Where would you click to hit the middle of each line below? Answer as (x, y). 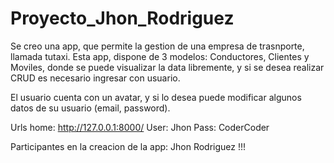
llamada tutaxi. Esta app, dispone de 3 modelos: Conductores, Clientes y (160, 56)
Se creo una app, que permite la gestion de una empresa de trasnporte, (157, 46)
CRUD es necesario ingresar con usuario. (95, 78)
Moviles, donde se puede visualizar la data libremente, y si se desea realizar (167, 67)
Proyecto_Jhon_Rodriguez (122, 18)
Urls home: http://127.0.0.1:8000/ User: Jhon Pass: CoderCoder (140, 127)
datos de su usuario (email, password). (90, 108)
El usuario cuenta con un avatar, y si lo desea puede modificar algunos (156, 97)
